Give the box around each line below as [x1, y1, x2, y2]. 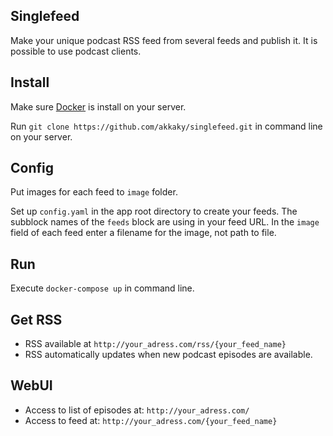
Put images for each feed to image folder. [10, 186, 178, 198]
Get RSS [10, 311, 63, 328]
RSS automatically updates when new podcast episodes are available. [24, 349, 313, 361]
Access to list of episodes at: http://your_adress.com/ [24, 404, 250, 416]
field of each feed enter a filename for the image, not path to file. [10, 227, 277, 239]
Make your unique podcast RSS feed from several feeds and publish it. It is [10, 34, 318, 46]
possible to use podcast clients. [10, 45, 142, 57]
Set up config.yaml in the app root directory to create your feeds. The [10, 205, 298, 218]
